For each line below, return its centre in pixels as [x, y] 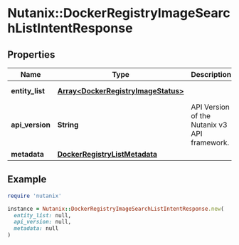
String [68, 125]
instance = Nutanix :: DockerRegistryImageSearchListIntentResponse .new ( [116, 209]
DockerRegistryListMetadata [107, 154]
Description [211, 74]
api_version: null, [43, 222]
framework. [210, 142]
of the [201, 116]
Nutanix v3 [209, 125]
